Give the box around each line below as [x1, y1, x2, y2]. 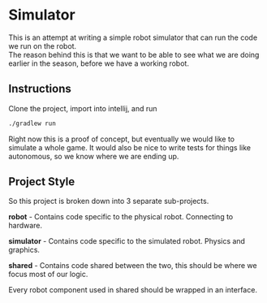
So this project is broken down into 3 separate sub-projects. [8, 197, 209, 206]
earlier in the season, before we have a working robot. [8, 58, 189, 68]
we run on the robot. [8, 41, 77, 50]
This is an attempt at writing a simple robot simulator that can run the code [8, 32, 258, 42]
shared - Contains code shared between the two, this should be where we [8, 261, 257, 271]
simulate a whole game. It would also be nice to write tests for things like [8, 142, 252, 152]
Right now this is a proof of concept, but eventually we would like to [8, 134, 235, 144]
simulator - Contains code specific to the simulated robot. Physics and [8, 236, 246, 246]
